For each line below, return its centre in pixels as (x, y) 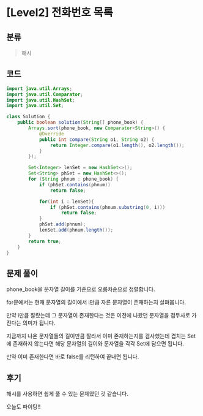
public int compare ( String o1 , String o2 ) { (97, 139)
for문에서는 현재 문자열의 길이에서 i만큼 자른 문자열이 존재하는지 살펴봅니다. (96, 302)
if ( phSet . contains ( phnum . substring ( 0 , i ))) (108, 207)
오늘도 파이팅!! (24, 407)
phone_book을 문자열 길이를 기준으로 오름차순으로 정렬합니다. (81, 289)
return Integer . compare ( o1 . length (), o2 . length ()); (117, 145)
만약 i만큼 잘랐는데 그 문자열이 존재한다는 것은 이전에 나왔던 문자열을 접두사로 (98, 316)
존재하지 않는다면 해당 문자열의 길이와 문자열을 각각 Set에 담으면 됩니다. (98, 344)
